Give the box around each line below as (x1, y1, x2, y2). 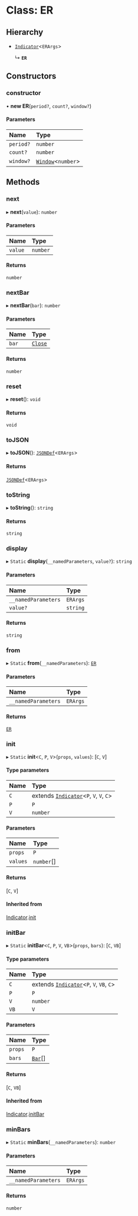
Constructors (6, 71, 57, 81)
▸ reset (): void (6, 395, 41, 402)
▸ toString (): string (6, 504, 54, 511)
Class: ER (6, 4, 54, 17)
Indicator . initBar (6, 1110, 45, 1117)
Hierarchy (6, 27, 44, 37)
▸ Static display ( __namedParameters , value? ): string (6, 558, 133, 565)
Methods (6, 177, 40, 187)
